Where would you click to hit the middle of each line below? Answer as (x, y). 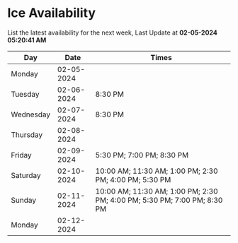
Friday (21, 155)
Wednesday (31, 114)
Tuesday (25, 94)
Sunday (24, 200)
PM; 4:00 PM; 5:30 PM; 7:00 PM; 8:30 (159, 200)
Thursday (27, 134)
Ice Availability (51, 13)
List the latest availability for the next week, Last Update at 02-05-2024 (112, 32)
